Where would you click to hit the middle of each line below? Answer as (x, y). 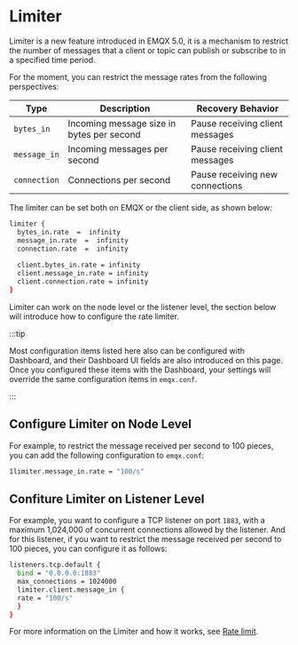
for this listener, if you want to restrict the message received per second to (145, 539)
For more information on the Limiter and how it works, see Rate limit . (134, 632)
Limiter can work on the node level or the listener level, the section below (143, 307)
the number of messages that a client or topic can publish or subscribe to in (148, 50)
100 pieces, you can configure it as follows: (88, 549)
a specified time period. (52, 60)
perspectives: (34, 86)
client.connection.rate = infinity (83, 282)
